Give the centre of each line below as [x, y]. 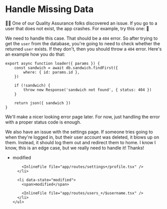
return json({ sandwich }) [43, 103]
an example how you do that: [35, 54]
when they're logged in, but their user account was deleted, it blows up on [82, 137]
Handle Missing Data [50, 9]
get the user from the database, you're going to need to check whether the [83, 43]
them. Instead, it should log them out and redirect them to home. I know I [80, 142]
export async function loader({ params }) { [53, 63]
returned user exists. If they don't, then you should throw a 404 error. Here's [83, 49]
